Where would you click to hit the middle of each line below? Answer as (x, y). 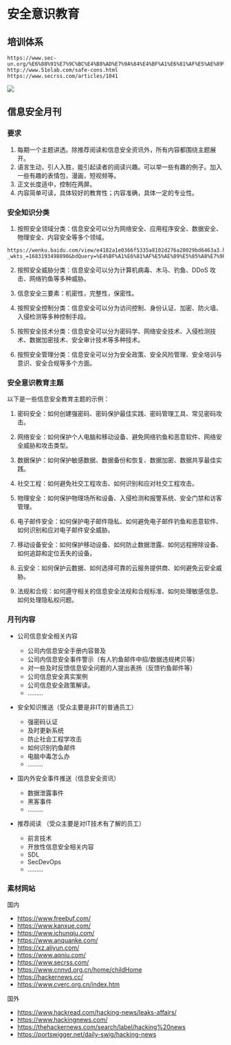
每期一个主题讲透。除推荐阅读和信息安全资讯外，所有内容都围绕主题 (113, 150)
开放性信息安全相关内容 (60, 846)
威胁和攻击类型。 (47, 446)
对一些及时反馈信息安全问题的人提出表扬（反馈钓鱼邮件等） (112, 668)
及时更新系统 (45, 730)
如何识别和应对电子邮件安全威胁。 (65, 530)
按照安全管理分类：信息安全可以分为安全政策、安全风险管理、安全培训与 (119, 354)
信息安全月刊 (34, 112)
